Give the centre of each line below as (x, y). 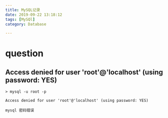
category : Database (26, 24)
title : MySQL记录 (23, 10)
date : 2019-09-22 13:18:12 (34, 15)
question (24, 53)
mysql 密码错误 (20, 110)
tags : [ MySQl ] (20, 19)
